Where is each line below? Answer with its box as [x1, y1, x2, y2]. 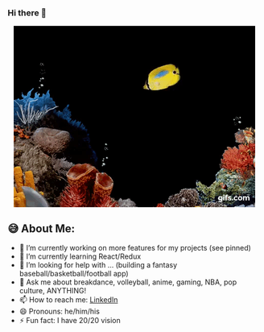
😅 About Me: [7, 222, 76, 235]
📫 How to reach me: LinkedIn [19, 295, 118, 305]
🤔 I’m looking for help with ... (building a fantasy [19, 260, 178, 270]
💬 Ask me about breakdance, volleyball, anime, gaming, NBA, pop [19, 277, 237, 287]
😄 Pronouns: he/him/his [19, 306, 100, 317]
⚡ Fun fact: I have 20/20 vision [19, 316, 122, 326]
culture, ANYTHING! [19, 286, 86, 296]
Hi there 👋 [7, 7, 47, 19]
